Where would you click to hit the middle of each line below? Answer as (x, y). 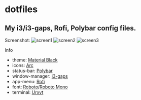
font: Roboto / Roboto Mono (40, 87)
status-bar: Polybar (32, 71)
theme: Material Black (35, 60)
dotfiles (21, 9)
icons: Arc (23, 65)
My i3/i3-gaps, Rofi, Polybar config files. (70, 28)
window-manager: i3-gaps (40, 76)
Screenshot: (17, 40)
